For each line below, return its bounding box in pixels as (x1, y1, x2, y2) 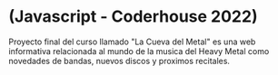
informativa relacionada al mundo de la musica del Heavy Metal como (8, 45, 270, 56)
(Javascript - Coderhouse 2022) (8, 6, 258, 27)
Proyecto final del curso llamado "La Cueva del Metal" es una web (8, 36, 256, 47)
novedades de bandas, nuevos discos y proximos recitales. (8, 55, 231, 66)
